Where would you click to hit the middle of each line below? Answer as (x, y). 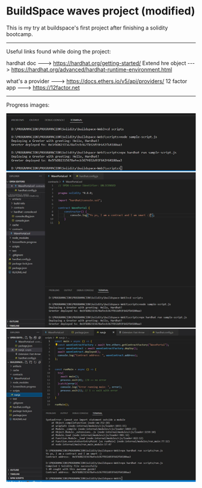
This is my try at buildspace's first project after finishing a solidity (87, 28)
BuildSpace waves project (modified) (101, 11)
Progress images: (28, 105)
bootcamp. (20, 34)
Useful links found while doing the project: (59, 51)
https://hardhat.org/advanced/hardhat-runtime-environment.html (92, 69)
